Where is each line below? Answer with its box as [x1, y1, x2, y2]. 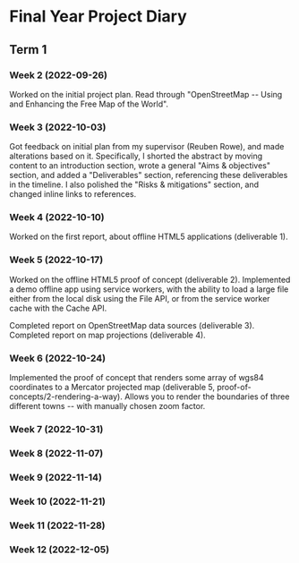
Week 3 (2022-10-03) [9, 121, 107, 133]
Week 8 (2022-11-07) [9, 447, 104, 459]
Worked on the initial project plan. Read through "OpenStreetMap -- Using [9, 89, 283, 99]
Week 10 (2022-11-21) [9, 495, 106, 508]
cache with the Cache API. [9, 303, 107, 313]
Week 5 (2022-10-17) [9, 253, 104, 266]
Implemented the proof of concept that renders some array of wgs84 [9, 372, 264, 383]
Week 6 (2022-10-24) [9, 352, 106, 364]
